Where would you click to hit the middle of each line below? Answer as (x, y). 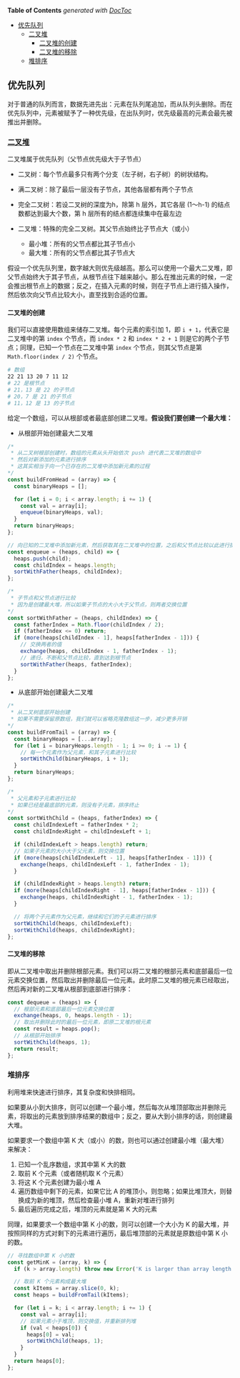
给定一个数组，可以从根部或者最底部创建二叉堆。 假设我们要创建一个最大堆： (120, 418)
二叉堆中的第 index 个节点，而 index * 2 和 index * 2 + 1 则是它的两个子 (115, 339)
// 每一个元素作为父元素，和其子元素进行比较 (78, 752)
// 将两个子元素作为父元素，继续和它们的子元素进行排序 (85, 917)
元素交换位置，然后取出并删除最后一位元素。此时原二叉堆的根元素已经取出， (120, 980)
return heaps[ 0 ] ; (40, 1361)
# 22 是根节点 (26, 384)
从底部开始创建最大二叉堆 (55, 692)
